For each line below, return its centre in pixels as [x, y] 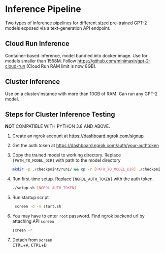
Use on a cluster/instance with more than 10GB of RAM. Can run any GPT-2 [81, 94]
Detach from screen [32, 240]
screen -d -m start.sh [38, 206]
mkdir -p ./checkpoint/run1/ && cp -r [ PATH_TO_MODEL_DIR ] [74, 169]
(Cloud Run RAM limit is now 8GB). [62, 66]
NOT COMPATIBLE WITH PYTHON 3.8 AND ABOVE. [58, 126]
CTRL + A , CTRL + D [29, 245]
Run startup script [31, 198]
